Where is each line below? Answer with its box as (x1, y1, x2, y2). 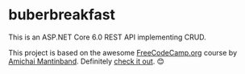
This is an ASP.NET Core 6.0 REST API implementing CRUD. (8, 32, 207, 42)
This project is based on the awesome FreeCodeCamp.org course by (8, 47, 238, 57)
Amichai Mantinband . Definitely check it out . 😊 (8, 56, 165, 66)
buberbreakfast (8, 6, 115, 24)
